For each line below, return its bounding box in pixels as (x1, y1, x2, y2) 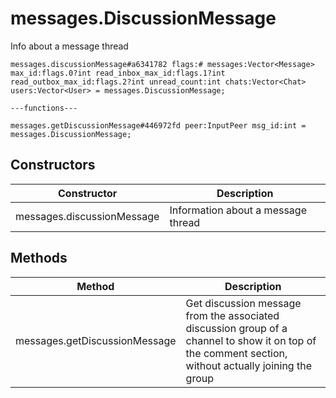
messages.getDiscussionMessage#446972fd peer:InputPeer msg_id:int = (10, 120, 307, 131)
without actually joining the (185, 358, 312, 372)
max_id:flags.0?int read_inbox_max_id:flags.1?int (10, 68, 226, 78)
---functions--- (10, 103, 78, 113)
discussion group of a (185, 321, 288, 335)
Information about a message (169, 203, 307, 217)
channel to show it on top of (185, 333, 317, 347)
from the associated (185, 308, 280, 322)
